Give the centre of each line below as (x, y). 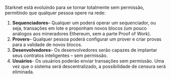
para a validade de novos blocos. (47, 45)
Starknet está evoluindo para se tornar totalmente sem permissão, (74, 7)
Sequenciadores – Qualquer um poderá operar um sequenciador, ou (84, 23)
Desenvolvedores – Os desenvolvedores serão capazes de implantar (84, 50)
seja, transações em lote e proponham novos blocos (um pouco (79, 28)
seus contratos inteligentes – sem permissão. (60, 55)
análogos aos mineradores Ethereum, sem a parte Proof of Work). (82, 34)
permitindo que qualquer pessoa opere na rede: (55, 13)
